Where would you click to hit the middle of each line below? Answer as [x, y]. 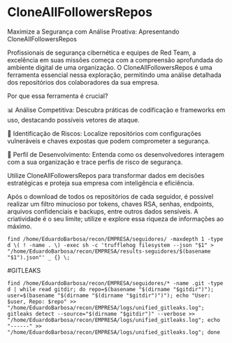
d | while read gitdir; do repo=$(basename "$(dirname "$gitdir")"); [111, 289]
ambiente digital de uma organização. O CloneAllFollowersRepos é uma [110, 67]
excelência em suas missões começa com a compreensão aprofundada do [115, 59]
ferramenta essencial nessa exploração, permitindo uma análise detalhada [114, 75]
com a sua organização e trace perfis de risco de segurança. [95, 162]
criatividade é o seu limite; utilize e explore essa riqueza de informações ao [116, 218]
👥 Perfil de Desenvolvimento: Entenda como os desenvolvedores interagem [116, 154]
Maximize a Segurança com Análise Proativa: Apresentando [93, 31]
